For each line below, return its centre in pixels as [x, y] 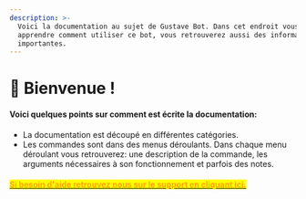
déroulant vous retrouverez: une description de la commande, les [145, 154]
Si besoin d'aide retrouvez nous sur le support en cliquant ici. [128, 184]
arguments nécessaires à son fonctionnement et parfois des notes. [148, 163]
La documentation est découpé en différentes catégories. [130, 134]
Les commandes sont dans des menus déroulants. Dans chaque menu [154, 144]
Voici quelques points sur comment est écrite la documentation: [133, 114]
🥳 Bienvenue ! [62, 89]
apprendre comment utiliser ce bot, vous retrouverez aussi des [142, 35]
